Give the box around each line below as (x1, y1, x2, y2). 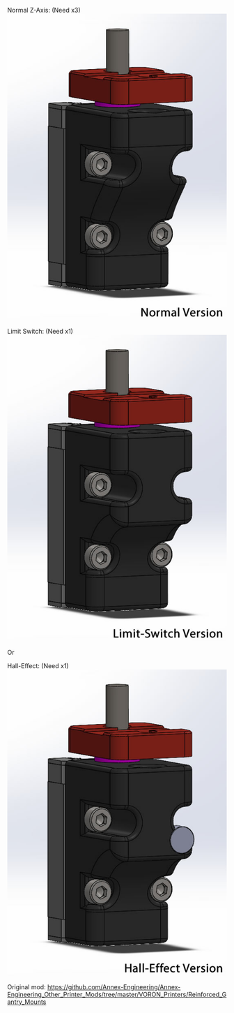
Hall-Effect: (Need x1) (7, 661, 69, 670)
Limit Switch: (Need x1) (7, 327, 73, 335)
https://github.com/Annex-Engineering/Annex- (47, 982, 181, 991)
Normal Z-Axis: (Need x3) (7, 6, 81, 14)
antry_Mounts (7, 998, 47, 1006)
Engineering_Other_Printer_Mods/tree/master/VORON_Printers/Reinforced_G (7, 990, 227, 998)
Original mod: (7, 982, 47, 991)
